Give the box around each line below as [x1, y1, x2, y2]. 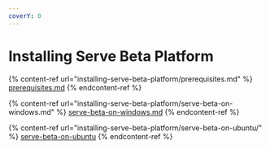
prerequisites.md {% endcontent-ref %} [8, 82, 142, 92]
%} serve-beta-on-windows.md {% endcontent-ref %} [56, 107, 240, 116]
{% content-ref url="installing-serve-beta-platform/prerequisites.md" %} [8, 74, 254, 84]
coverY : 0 [8, 11, 42, 20]
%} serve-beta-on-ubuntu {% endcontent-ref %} [8, 131, 173, 141]
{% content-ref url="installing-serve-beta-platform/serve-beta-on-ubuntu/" [8, 123, 263, 133]
